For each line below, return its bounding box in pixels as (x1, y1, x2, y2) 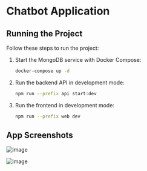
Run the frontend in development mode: (15, 101, 115, 109)
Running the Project (6, 29, 83, 39)
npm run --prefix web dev (15, 113, 80, 119)
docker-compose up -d (15, 68, 70, 74)
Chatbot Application (6, 4, 110, 18)
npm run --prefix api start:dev (15, 90, 97, 96)
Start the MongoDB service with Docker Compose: (15, 56, 142, 63)
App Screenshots (6, 130, 74, 141)
